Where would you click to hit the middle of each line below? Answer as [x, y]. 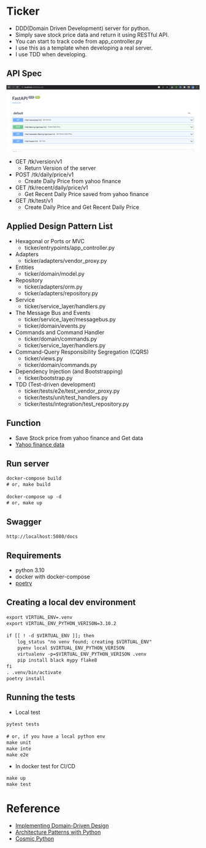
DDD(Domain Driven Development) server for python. [83, 28]
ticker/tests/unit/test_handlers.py [66, 397]
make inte [19, 749]
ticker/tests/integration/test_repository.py [77, 404]
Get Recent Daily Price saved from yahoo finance [86, 194]
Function [24, 423]
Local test [28, 712]
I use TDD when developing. [51, 54]
